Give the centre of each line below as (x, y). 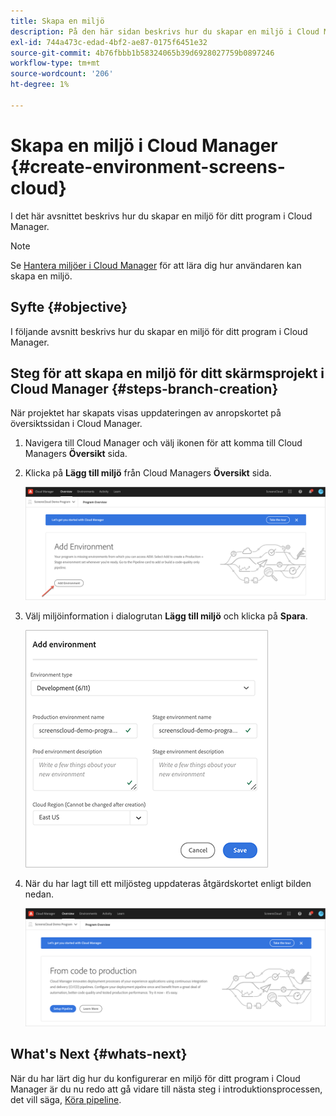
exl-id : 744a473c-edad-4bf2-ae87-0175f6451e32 (109, 42)
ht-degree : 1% (40, 85)
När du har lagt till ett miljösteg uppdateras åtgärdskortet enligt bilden (168, 884)
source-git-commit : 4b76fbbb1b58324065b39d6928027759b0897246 (142, 53)
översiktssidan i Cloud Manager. (76, 424)
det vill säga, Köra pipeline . (66, 1099)
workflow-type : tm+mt (55, 63)
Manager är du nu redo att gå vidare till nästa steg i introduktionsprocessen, (166, 1089)
